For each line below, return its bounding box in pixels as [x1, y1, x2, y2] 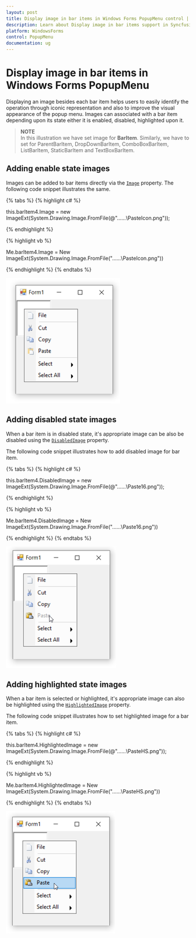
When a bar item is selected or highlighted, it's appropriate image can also [6, 695, 185, 702]
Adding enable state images [6, 164, 110, 174]
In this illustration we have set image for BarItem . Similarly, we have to [20, 134, 190, 141]
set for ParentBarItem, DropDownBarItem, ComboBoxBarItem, [20, 141, 169, 148]
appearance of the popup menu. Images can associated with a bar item [6, 110, 178, 117]
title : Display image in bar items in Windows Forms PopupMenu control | [6, 15, 190, 22]
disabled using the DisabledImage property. [6, 436, 110, 443]
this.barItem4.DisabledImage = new [6, 477, 92, 484]
